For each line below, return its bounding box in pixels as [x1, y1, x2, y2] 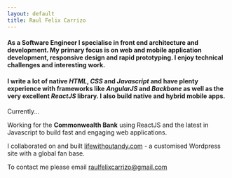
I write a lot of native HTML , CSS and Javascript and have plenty [7, 76, 198, 85]
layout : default [7, 10, 55, 18]
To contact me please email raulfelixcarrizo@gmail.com [7, 163, 168, 172]
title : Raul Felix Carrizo [7, 17, 86, 24]
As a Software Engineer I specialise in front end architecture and [7, 39, 198, 47]
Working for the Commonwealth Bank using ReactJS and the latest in [7, 121, 209, 130]
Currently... [7, 107, 40, 116]
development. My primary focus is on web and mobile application [7, 46, 202, 55]
